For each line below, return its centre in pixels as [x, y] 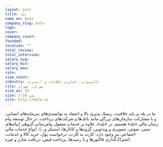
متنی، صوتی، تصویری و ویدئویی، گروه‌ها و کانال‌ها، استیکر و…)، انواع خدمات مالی [78, 129]
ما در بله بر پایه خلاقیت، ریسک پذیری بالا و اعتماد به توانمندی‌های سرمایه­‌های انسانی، [80, 114]
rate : [10, 73]
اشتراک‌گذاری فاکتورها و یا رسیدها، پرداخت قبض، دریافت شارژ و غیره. [68, 139]
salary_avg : [17, 59]
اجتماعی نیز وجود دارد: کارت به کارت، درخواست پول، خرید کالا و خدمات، [70, 134]
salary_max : [17, 68]
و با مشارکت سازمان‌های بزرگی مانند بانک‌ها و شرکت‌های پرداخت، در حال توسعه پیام [81, 119]
